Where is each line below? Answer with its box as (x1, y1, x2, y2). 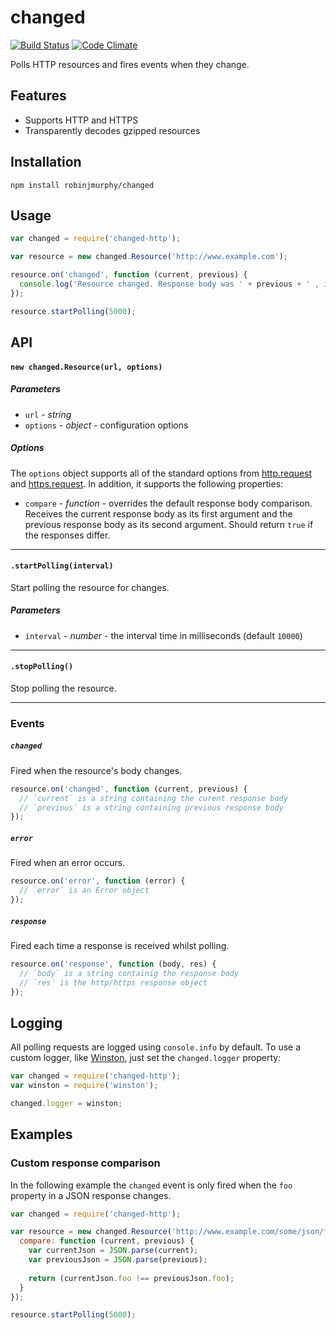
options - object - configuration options (24, 419, 189, 431)
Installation (10, 154, 82, 171)
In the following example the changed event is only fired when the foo (10, 1179, 293, 1191)
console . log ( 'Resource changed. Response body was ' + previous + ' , (19, 279, 320, 289)
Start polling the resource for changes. (10, 581, 170, 593)
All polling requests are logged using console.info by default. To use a (10, 1041, 302, 1053)
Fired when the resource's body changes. (10, 764, 183, 776)
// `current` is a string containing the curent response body (19, 793, 288, 803)
